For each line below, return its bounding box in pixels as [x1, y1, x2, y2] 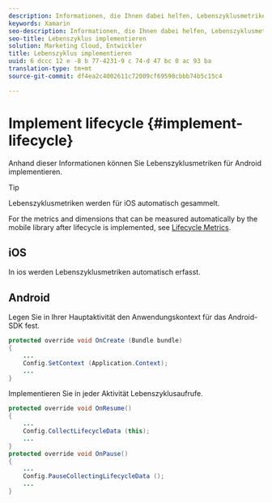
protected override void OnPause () [8, 450, 129, 458]
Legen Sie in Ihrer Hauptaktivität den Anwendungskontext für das [8, 313, 227, 322]
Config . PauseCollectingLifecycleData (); [23, 472, 164, 480]
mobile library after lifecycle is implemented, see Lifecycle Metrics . [8, 222, 232, 232]
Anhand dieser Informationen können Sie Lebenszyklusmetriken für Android [8, 158, 261, 168]
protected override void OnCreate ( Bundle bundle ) [8, 337, 183, 345]
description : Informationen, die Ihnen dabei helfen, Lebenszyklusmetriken [8, 11, 270, 20]
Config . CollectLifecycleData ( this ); [23, 427, 151, 436]
